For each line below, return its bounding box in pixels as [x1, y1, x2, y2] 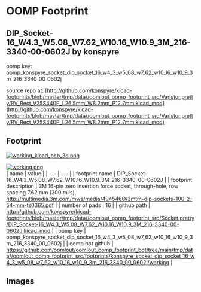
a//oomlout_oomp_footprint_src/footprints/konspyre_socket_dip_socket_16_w [6, 253, 195, 260]
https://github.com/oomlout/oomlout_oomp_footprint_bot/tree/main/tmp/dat [6, 246, 193, 253]
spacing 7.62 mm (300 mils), [6, 188, 77, 196]
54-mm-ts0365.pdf [6, 202, 54, 209]
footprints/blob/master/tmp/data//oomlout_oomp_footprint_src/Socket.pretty [6, 214, 194, 221]
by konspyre [71, 47, 120, 57]
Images [6, 276, 35, 287]
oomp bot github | [69, 239, 114, 247]
